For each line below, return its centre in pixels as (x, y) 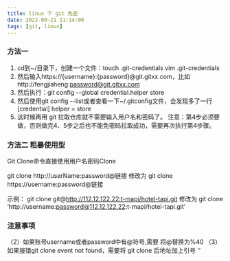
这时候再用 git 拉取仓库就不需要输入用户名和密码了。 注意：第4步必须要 (118, 117)
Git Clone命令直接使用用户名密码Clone (62, 161)
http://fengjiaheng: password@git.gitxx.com (78, 84)
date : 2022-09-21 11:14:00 (46, 20)
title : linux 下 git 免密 (43, 13)
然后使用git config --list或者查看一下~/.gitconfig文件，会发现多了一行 (115, 101)
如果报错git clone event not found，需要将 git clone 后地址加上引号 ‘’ (104, 251)
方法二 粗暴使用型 (36, 145)
